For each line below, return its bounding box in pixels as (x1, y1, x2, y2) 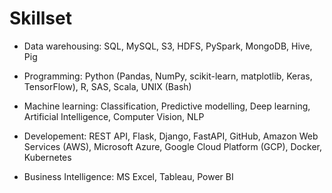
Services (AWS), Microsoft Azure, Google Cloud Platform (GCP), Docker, (23, 140, 322, 152)
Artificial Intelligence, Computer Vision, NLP (23, 110, 205, 122)
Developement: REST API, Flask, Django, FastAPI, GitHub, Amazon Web (23, 130, 319, 142)
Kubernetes (23, 151, 72, 163)
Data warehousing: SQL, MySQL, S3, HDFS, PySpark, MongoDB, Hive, (23, 40, 313, 52)
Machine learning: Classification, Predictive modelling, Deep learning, (23, 100, 311, 112)
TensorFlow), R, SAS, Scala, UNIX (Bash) (23, 80, 192, 92)
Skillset (9, 7, 72, 30)
